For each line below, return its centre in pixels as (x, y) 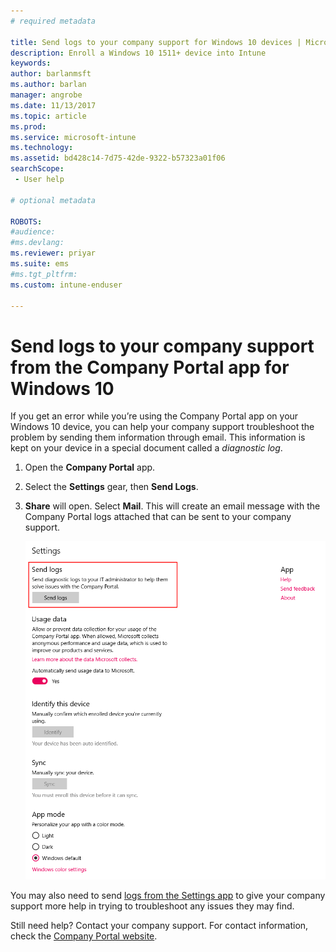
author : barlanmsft (51, 74)
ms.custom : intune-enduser (66, 285)
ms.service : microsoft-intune (73, 137)
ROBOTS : (26, 221)
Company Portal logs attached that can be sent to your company (158, 517)
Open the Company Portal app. (90, 467)
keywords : (31, 63)
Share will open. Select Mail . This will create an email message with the (172, 506)
